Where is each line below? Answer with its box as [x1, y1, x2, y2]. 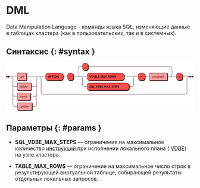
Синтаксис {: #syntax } [6, 47, 95, 57]
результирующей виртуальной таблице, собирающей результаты [14, 169, 182, 176]
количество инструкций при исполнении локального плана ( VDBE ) [14, 145, 187, 152]
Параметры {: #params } [6, 123, 102, 133]
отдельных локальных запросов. [14, 176, 99, 183]
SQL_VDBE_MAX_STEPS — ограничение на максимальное [14, 139, 165, 146]
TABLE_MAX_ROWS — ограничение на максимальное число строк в [14, 162, 191, 170]
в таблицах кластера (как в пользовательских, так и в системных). [6, 29, 177, 36]
